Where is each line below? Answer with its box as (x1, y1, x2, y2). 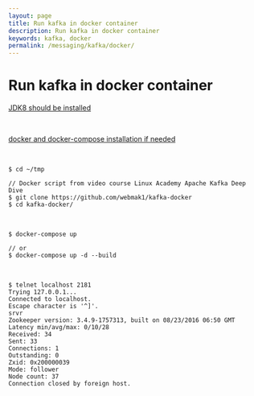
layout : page (8, 11, 52, 20)
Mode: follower (8, 365, 59, 374)
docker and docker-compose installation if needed (8, 134, 176, 144)
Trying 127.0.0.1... (8, 288, 78, 296)
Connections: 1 (8, 344, 59, 353)
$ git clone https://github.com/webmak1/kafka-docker (8, 194, 193, 202)
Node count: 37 (8, 373, 59, 381)
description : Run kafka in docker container (8, 27, 160, 35)
